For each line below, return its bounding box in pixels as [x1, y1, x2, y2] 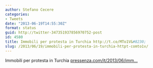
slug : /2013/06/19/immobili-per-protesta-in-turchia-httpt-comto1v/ [5, 44, 149, 49]
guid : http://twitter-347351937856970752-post [5, 30, 102, 35]
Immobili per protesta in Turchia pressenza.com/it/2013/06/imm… [5, 57, 138, 63]
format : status [5, 26, 36, 31]
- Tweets [5, 16, 23, 21]
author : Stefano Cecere [5, 7, 54, 12]
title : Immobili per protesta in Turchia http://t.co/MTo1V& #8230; [5, 39, 147, 44]
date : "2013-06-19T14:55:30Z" [5, 21, 67, 26]
